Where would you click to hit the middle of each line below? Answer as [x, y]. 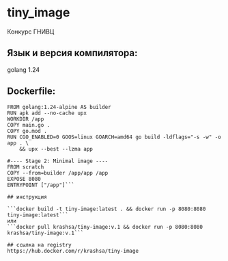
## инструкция [27, 197]
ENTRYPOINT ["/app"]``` [41, 185]
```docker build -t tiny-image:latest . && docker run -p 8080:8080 [106, 209]
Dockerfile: [31, 91]
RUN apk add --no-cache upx [47, 113]
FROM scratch [26, 167]
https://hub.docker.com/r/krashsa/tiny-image [73, 251]
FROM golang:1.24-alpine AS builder [59, 107]
